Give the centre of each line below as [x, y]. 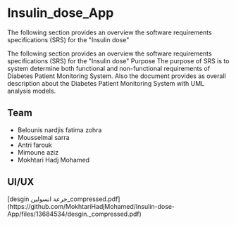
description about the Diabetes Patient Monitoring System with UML [106, 83]
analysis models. [32, 91]
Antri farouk [35, 145]
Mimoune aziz [38, 152]
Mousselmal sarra [43, 137]
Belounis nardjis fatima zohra [60, 130]
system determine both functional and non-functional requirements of [108, 68]
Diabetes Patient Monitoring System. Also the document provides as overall [117, 76]
